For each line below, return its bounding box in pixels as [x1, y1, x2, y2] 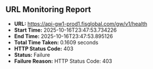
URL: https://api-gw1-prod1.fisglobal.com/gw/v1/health [14, 20, 148, 27]
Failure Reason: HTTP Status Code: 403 [14, 57, 112, 64]
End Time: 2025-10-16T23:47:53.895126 [14, 32, 113, 40]
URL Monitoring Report [5, 5, 92, 15]
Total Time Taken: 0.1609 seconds [14, 39, 98, 46]
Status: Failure [14, 51, 51, 58]
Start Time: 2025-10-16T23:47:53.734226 [14, 26, 117, 33]
